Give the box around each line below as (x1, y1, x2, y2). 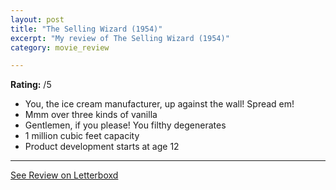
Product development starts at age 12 (24, 141, 180, 153)
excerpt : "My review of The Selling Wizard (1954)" (10, 33, 230, 43)
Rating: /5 (10, 79, 52, 91)
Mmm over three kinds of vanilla (24, 109, 158, 121)
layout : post (10, 14, 65, 25)
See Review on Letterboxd (10, 169, 119, 181)
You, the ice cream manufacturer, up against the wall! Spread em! (24, 98, 295, 110)
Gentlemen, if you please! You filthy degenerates (24, 119, 227, 131)
